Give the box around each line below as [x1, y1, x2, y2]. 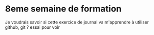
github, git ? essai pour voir [5, 24, 60, 30]
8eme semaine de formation [5, 3, 122, 14]
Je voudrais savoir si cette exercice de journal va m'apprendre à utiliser [5, 19, 149, 25]
